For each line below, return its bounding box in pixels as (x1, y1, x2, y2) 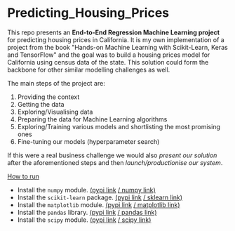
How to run (7, 172, 40, 180)
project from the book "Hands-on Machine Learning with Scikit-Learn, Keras (7, 43, 228, 51)
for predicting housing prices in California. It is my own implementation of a (7, 35, 224, 44)
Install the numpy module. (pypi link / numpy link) (17, 185, 156, 194)
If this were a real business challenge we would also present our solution (7, 151, 217, 159)
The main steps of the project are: (7, 79, 105, 87)
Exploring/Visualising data (17, 107, 93, 116)
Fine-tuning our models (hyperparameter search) (17, 137, 160, 145)
